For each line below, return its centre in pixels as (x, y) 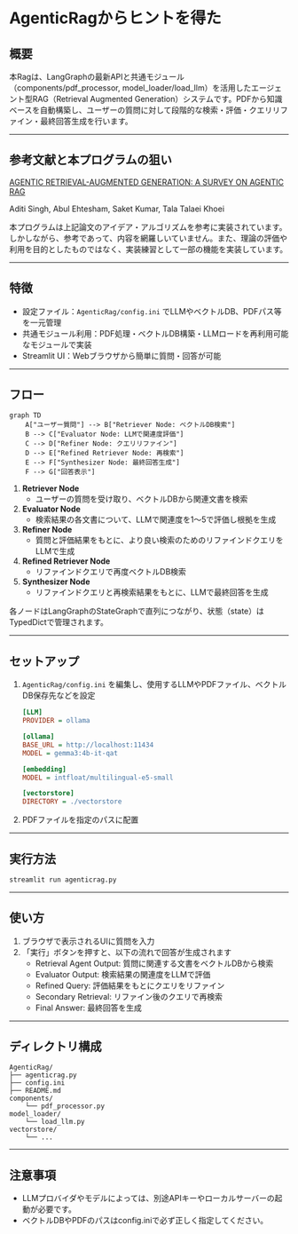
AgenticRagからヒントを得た (115, 18)
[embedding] (44, 769)
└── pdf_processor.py (65, 1106)
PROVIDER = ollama (56, 721)
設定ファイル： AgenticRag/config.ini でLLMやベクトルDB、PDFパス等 (152, 311)
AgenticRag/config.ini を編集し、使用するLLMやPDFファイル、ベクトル (154, 684)
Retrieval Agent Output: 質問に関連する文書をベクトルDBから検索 (154, 963)
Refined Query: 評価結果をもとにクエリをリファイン (130, 985)
